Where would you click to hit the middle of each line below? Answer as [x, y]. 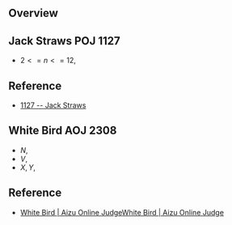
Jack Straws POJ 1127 [65, 41]
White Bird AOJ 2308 [63, 131]
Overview [34, 13]
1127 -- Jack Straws [53, 105]
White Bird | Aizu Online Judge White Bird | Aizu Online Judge [122, 212]
